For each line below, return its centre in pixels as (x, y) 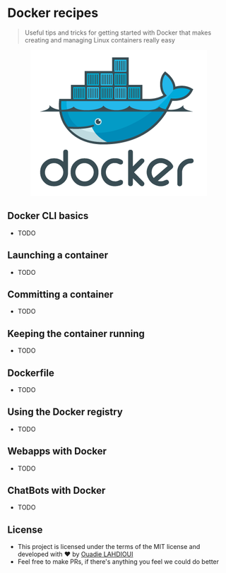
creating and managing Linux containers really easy (100, 40)
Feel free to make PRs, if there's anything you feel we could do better (118, 562)
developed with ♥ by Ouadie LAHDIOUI (75, 554)
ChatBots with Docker (56, 491)
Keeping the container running (76, 333)
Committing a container (60, 294)
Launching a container (58, 255)
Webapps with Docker (57, 451)
